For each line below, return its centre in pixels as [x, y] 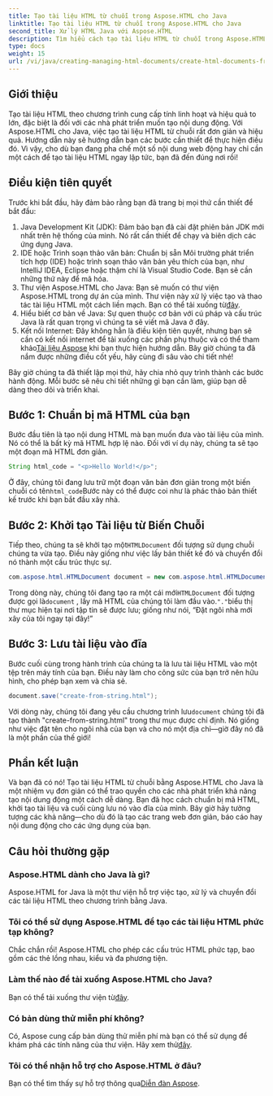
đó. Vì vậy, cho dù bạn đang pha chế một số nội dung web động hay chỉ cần [136, 148]
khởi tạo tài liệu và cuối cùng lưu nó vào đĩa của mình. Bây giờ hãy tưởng [130, 808]
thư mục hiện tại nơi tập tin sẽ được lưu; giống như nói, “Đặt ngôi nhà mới [131, 609]
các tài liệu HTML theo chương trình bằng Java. [88, 901]
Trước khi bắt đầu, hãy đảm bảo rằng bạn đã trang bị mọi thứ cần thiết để [131, 202]
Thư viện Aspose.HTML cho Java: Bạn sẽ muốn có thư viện [119, 287]
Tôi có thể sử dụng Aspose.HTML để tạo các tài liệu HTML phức [136, 922]
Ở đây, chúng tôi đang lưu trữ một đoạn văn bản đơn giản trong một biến [130, 483]
